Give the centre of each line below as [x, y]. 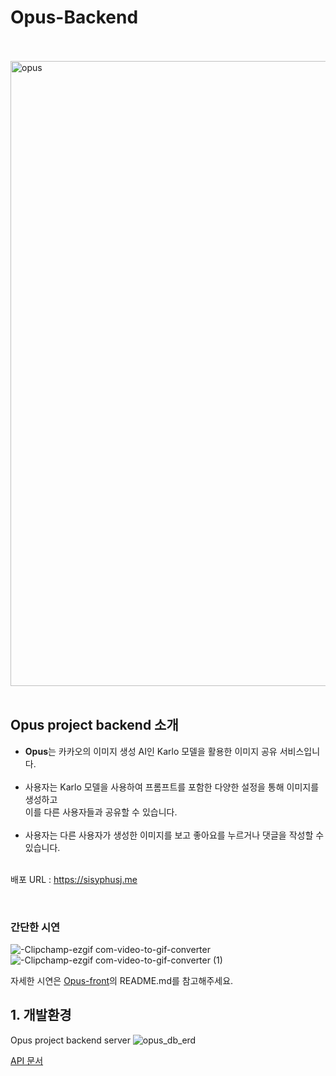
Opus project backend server [70, 1040]
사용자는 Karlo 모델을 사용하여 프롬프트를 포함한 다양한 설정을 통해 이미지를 [172, 787]
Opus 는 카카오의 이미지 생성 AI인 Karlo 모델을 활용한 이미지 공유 [151, 751]
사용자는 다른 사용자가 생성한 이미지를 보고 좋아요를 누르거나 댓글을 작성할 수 [174, 835]
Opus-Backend [74, 17]
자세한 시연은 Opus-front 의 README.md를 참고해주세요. [122, 981]
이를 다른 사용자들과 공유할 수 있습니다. [101, 812]
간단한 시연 [35, 927]
